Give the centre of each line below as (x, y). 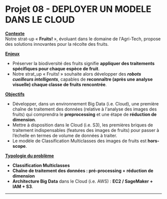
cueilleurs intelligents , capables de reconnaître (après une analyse (83, 79)
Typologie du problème (30, 156)
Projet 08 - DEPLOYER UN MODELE (78, 9)
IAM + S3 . (23, 186)
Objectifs (15, 94)
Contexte (15, 33)
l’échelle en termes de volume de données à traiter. (65, 135)
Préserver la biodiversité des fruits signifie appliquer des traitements (83, 63)
